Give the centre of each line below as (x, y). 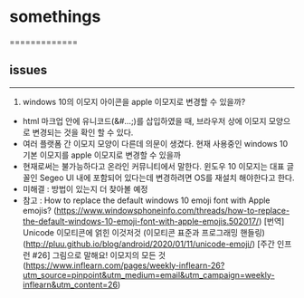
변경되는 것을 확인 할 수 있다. (83, 132)
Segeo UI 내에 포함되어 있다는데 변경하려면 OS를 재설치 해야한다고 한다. (167, 178)
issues (28, 70)
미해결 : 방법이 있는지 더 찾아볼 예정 (85, 188)
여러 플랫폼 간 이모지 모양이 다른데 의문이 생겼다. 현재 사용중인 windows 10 (155, 143)
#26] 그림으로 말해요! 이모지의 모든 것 (99, 255)
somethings (55, 17)
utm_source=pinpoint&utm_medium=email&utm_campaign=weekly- (148, 274)
